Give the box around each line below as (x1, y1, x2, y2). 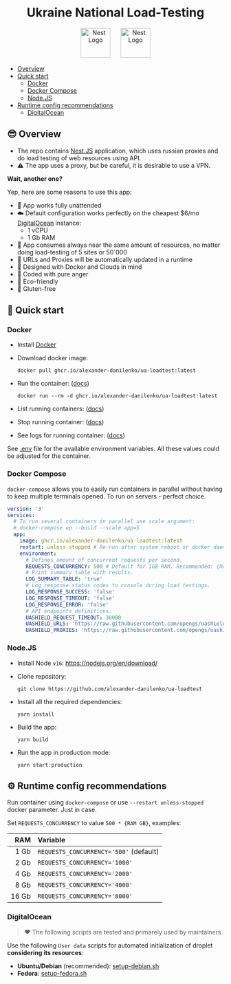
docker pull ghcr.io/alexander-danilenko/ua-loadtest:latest (16, 367, 197, 374)
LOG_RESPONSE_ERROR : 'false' (25, 601, 109, 608)
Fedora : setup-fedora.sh (16, 969, 87, 977)
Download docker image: (16, 354, 89, 362)
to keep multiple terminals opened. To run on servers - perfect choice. (7, 492, 206, 500)
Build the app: (16, 723, 57, 731)
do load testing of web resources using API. (16, 153, 142, 162)
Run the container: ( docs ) (16, 380, 89, 388)
